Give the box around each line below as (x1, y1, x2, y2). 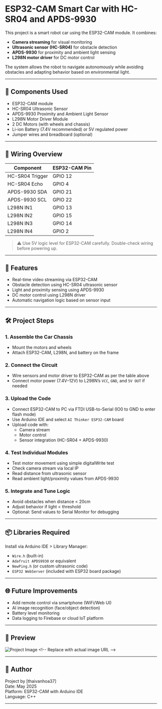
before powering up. (16, 245, 58, 251)
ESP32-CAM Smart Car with (5, 3, 120, 15)
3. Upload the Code (5, 395, 51, 402)
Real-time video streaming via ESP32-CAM (12, 277, 98, 283)
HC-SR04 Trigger (7, 173, 48, 179)
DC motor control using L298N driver (12, 292, 86, 298)
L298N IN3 (7, 220, 33, 226)
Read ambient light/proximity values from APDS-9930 (12, 475, 119, 481)
